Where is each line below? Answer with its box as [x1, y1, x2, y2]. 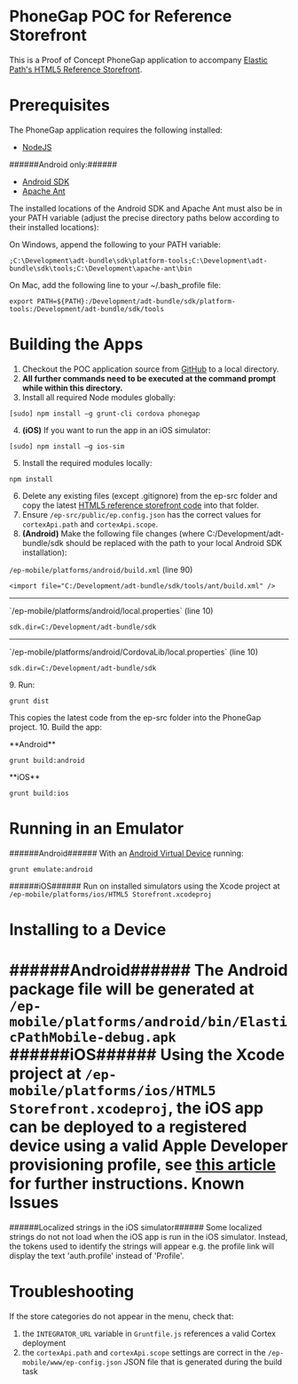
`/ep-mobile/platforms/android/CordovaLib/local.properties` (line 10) [9, 647, 259, 657]
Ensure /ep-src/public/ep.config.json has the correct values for [21, 509, 262, 519]
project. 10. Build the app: [9, 721, 102, 732]
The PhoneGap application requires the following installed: [9, 125, 223, 135]
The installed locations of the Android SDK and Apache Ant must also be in [9, 203, 283, 213]
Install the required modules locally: [21, 457, 153, 468]
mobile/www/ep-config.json [21, 1358, 122, 1367]
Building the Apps [9, 334, 144, 355]
